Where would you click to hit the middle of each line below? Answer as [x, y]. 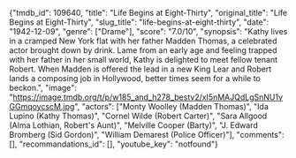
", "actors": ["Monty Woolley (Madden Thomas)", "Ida [172, 106]
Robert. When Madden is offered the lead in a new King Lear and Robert [140, 69]
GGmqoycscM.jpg [42, 106]
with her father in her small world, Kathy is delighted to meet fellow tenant [144, 60]
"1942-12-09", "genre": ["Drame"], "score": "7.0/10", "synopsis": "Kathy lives [148, 31]
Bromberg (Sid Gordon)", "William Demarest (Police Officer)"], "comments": [147, 135]
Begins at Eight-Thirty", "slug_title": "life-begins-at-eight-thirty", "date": [139, 22]
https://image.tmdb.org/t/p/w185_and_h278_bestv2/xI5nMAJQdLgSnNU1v [148, 97]
